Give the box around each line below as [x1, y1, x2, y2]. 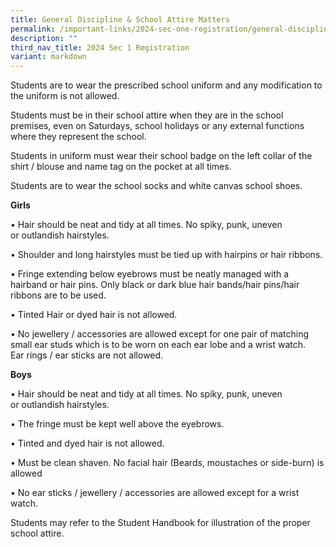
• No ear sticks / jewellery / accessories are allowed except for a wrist [10, 487, 300, 499]
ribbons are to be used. [10, 289, 107, 301]
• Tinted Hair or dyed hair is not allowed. [10, 309, 178, 321]
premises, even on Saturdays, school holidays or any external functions [10, 120, 305, 132]
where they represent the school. [10, 131, 147, 143]
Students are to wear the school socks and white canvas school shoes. [10, 180, 303, 192]
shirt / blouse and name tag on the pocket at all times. [10, 161, 232, 173]
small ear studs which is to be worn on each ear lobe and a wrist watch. [10, 339, 307, 351]
